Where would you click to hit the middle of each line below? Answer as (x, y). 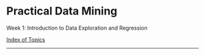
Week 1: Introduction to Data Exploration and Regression (77, 28)
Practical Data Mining (62, 11)
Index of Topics (26, 39)
